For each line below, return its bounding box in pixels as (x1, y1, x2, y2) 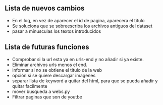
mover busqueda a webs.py (12, 88, 70, 94)
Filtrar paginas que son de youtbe (12, 93, 83, 100)
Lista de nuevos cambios (5, 4, 85, 13)
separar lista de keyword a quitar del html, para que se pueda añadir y (12, 78, 158, 84)
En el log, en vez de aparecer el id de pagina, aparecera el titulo (12, 17, 145, 23)
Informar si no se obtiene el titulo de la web (12, 67, 102, 73)
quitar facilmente (12, 83, 47, 89)
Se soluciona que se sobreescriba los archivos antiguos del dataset (12, 23, 152, 29)
